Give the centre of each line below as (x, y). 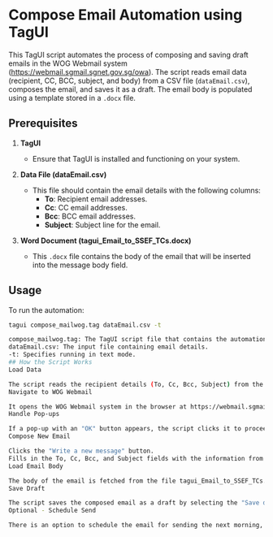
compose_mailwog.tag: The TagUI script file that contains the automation (138, 340)
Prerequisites (43, 123)
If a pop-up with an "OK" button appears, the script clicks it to (125, 429)
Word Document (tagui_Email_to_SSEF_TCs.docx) (106, 240)
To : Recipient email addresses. (96, 199)
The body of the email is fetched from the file (92, 481)
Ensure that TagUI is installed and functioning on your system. (136, 158)
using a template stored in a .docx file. (72, 97)
